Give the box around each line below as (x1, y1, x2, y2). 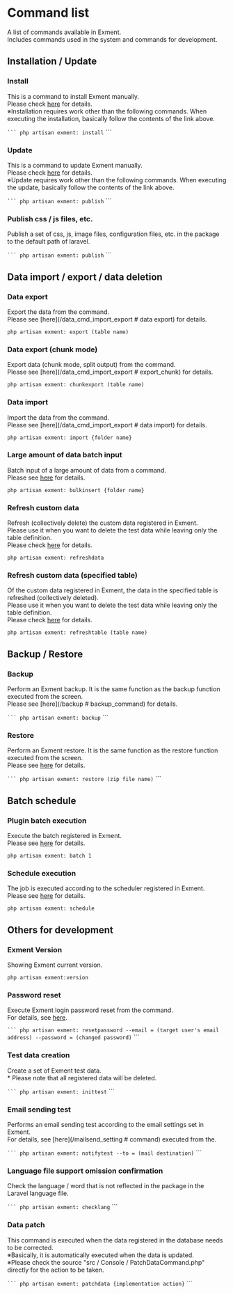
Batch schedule (7, 795, 77, 807)
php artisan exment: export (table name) (7, 329, 129, 336)
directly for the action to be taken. (7, 1265, 104, 1274)
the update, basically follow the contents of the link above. (7, 183, 175, 191)
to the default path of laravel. (7, 237, 90, 246)
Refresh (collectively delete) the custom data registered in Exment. (7, 519, 198, 527)
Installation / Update (7, 56, 97, 68)
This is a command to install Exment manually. (7, 92, 140, 100)
